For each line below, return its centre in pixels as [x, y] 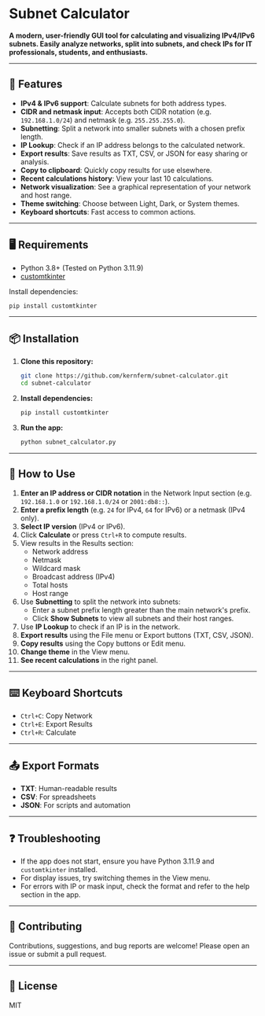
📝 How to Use [42, 474]
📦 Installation [44, 339]
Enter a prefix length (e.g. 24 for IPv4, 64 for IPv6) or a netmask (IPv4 [133, 510]
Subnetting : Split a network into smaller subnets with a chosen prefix [132, 128]
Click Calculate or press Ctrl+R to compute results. [103, 535]
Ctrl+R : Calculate [48, 733]
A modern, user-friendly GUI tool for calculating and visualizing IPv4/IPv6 [132, 35]
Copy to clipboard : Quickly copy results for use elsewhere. [116, 170]
